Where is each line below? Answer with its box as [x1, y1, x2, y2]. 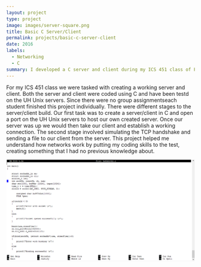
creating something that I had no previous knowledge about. [6, 147, 155, 154]
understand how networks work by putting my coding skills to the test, [6, 141, 180, 148]
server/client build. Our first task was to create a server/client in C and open [6, 109, 193, 116]
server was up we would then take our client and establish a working [6, 122, 175, 129]
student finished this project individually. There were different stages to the [6, 102, 191, 110]
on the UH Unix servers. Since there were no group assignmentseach [6, 96, 178, 104]
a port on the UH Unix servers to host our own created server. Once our [6, 116, 183, 123]
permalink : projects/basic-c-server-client [6, 35, 117, 41]
